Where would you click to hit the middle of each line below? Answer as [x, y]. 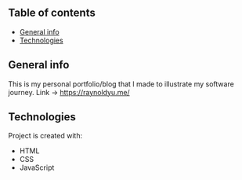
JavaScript [37, 167]
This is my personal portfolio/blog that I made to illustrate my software [121, 84]
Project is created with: [45, 136]
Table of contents [52, 13]
